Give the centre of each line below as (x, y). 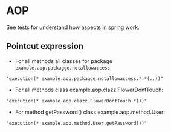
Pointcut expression (45, 46)
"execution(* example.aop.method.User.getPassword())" (77, 123)
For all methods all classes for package (64, 61)
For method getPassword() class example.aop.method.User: (90, 112)
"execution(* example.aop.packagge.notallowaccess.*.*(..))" (85, 78)
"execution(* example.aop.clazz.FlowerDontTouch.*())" (77, 101)
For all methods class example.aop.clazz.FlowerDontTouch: (89, 90)
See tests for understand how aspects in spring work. (73, 27)
